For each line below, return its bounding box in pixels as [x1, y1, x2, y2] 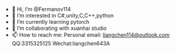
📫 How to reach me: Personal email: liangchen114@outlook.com [11, 32, 170, 38]
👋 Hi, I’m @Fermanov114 [11, 6, 71, 13]
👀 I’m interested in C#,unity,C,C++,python [11, 12, 114, 19]
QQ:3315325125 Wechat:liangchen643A [11, 40, 110, 47]
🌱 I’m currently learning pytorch [11, 18, 90, 25]
